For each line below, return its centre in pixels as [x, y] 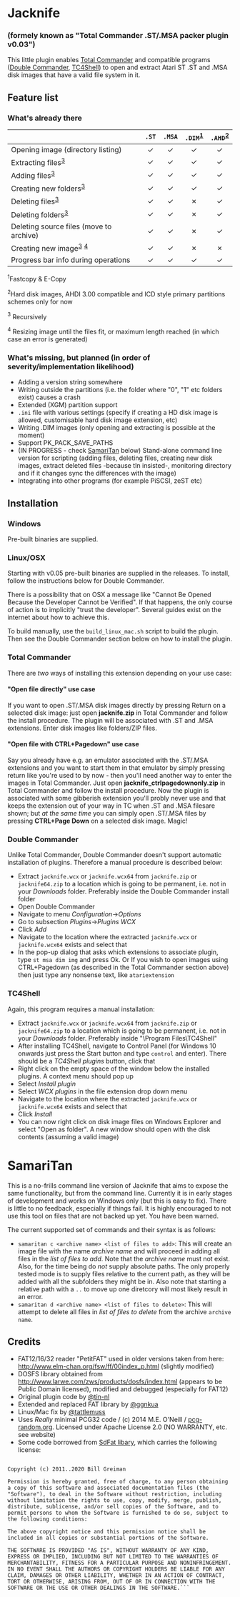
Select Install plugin [47, 1083]
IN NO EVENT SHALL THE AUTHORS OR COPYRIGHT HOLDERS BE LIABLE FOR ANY [116, 1569]
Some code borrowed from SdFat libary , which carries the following [117, 1442]
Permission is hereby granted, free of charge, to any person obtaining [118, 1482]
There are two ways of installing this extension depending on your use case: [120, 673]
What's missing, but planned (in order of [79, 358]
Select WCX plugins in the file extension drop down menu [102, 1091]
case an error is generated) [47, 339]
